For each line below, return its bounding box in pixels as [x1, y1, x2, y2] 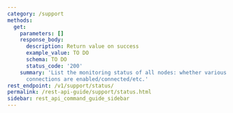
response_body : [20, 36, 64, 44]
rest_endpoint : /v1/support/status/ [7, 82, 114, 89]
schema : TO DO [25, 56, 68, 63]
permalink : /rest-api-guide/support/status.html [7, 88, 152, 95]
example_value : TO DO [25, 50, 90, 57]
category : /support [7, 10, 64, 18]
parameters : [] [20, 29, 64, 37]
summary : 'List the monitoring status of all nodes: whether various [20, 69, 227, 76]
